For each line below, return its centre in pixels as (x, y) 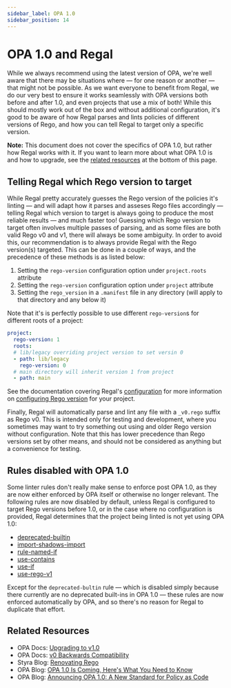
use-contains (36, 560)
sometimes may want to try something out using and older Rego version (109, 427)
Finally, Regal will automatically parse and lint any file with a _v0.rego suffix (114, 412)
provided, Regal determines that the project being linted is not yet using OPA (115, 517)
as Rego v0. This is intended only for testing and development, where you (112, 419)
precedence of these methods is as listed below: (76, 257)
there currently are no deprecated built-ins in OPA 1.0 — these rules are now (115, 595)
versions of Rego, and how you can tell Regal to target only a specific (106, 124)
